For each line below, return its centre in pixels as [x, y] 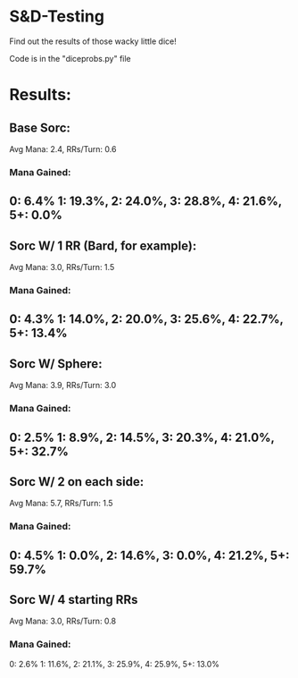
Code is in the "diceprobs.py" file [70, 58]
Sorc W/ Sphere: [56, 364]
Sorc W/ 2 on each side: [77, 482]
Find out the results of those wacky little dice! [93, 41]
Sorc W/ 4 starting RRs [74, 600]
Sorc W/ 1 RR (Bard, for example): [103, 246]
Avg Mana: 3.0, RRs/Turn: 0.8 [63, 621]
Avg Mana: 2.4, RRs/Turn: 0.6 [63, 148]
